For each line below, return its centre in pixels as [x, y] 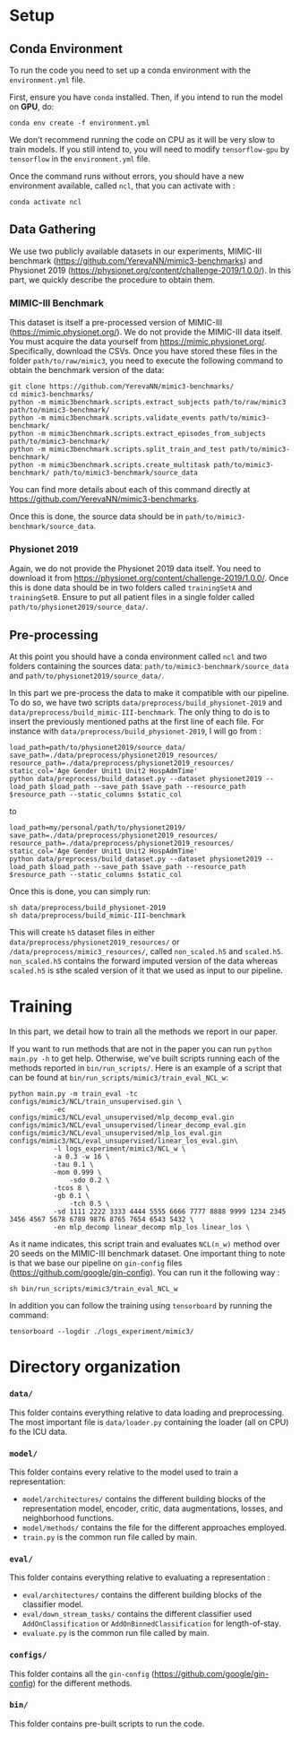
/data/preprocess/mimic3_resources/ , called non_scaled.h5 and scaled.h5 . [146, 952]
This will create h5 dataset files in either [82, 933]
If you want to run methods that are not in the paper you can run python [141, 1049]
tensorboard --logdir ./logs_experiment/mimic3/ [102, 1332]
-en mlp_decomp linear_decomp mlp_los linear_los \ [152, 1228]
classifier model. [52, 1604]
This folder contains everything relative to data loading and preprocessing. [147, 1412]
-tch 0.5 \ [90, 1204]
